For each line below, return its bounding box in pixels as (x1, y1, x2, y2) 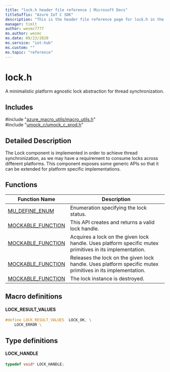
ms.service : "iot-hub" (5, 40, 53, 46)
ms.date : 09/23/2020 (5, 36, 49, 41)
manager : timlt (5, 21, 37, 27)
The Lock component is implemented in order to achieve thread (5, 150, 138, 156)
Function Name (17, 195, 56, 202)
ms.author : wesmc (5, 31, 42, 36)
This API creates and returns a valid (70, 219, 155, 226)
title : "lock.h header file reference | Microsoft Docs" (5, 7, 128, 13)
